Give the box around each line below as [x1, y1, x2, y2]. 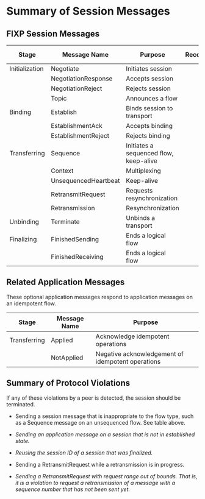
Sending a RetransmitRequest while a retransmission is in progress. [15, 461, 185, 468]
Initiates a [126, 141, 154, 150]
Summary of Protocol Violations [6, 378, 131, 388]
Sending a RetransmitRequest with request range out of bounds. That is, [15, 472, 198, 480]
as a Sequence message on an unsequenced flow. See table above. [15, 419, 186, 426]
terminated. [6, 400, 35, 408]
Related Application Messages [6, 277, 125, 288]
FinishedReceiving [51, 253, 104, 261]
